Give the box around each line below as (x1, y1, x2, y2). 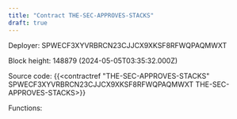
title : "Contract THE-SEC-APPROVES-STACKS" (8, 11, 155, 20)
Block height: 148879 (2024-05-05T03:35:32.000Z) (8, 56, 178, 65)
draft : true (8, 19, 48, 27)
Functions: (8, 103, 43, 113)
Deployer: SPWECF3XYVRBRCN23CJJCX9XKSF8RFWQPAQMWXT (8, 40, 227, 50)
